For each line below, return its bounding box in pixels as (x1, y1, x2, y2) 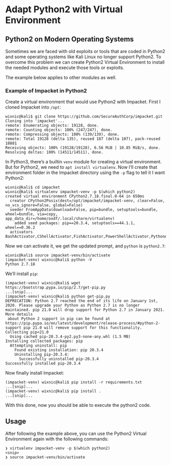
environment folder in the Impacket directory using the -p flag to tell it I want (5, 169, 165, 176)
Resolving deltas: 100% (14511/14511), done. (5, 150, 103, 155)
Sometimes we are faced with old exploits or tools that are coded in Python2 (5, 48, 165, 54)
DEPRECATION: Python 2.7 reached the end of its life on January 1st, (5, 299, 158, 304)
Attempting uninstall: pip (10, 343, 67, 348)
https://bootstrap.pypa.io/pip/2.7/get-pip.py (5, 285, 106, 290)
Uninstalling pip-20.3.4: (14, 352, 70, 357)
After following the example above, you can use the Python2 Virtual (5, 430, 147, 437)
